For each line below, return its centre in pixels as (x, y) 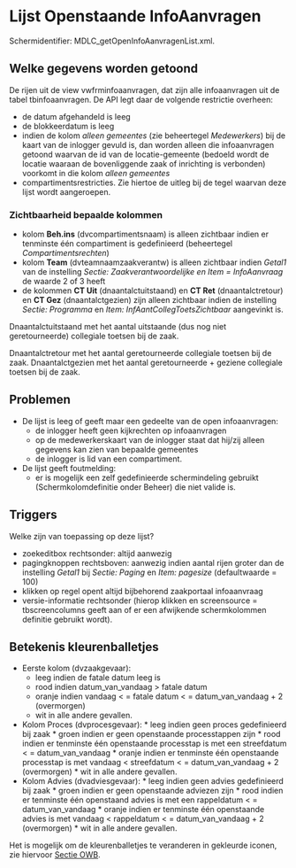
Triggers (33, 515)
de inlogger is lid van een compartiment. (109, 459)
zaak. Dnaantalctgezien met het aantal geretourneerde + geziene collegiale (146, 363)
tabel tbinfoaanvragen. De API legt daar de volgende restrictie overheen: (141, 99)
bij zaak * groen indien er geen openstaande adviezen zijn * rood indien (152, 791)
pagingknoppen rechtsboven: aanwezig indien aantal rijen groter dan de (153, 562)
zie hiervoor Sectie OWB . (55, 855)
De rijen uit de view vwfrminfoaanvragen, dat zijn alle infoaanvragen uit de (144, 89)
